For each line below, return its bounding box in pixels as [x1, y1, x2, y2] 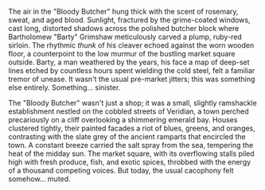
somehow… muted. [8, 174, 71, 184]
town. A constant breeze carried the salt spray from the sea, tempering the [8, 141, 254, 149]
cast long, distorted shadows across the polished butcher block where [8, 24, 240, 33]
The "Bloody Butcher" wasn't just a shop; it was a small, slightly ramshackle [8, 99, 257, 107]
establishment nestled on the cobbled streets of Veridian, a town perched [8, 107, 249, 116]
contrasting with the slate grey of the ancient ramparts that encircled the [8, 132, 246, 142]
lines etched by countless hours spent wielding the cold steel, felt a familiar [8, 66, 255, 75]
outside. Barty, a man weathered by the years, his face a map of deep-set [8, 57, 250, 67]
